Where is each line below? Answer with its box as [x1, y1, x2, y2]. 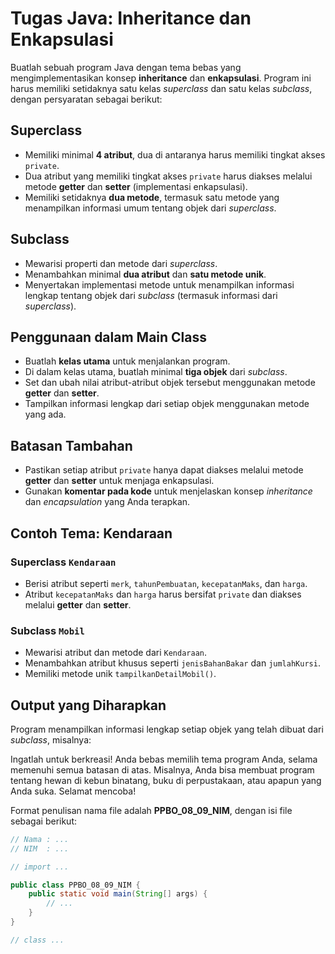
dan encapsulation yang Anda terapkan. [24, 496, 191, 508]
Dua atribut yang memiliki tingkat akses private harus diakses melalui [24, 170, 313, 182]
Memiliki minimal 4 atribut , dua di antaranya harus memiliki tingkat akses [24, 148, 326, 161]
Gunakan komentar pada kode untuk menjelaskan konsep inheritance [24, 485, 313, 497]
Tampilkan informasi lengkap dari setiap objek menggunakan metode [24, 398, 310, 410]
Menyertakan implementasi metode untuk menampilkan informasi [24, 278, 295, 291]
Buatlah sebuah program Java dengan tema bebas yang [10, 61, 242, 73]
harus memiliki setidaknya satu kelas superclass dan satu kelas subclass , [10, 82, 313, 94]
